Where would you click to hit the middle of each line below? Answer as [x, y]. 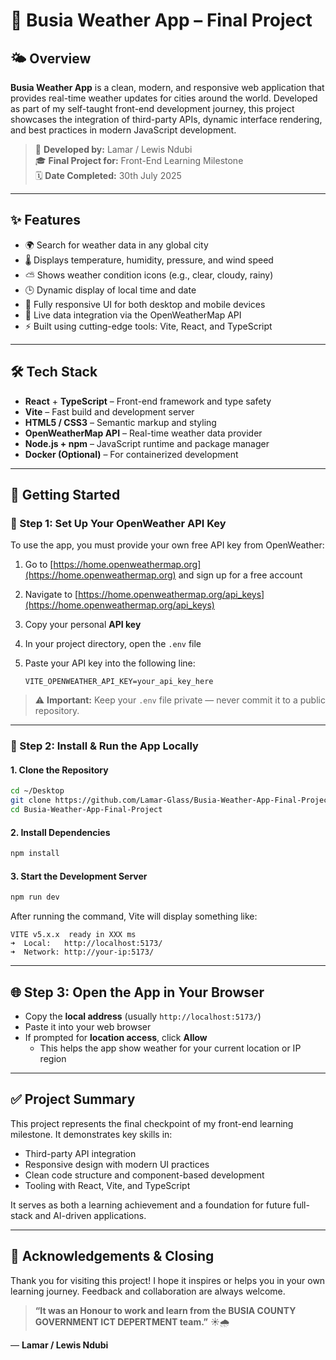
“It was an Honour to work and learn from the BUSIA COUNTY [165, 1310]
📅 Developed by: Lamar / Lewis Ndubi [113, 149]
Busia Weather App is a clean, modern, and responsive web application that [167, 87]
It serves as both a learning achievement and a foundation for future [151, 1205]
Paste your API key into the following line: [110, 663]
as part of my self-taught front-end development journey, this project [152, 108]
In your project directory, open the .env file [113, 644]
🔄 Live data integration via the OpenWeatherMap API [133, 315]
